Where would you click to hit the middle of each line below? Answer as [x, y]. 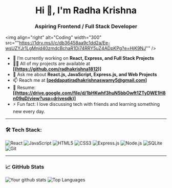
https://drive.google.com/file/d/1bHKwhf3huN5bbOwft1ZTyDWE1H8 [91, 93]
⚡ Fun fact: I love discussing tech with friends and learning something [86, 104]
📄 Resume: [24, 88]
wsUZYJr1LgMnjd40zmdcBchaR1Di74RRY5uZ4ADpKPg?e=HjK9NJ [76, 49]
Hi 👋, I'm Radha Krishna [86, 10]
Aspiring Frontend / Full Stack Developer [86, 27]
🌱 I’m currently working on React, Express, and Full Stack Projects [83, 58]
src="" [12, 43]
